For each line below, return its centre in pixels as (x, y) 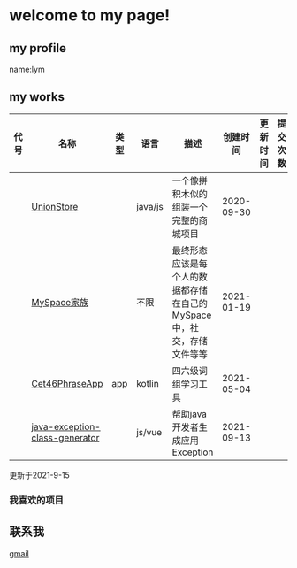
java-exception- (66, 426)
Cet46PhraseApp (67, 383)
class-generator (65, 437)
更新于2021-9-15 (40, 475)
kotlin (148, 383)
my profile (38, 48)
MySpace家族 (60, 302)
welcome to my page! (90, 15)
